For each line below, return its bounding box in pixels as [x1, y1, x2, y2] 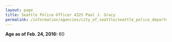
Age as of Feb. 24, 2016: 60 [5, 31, 65, 37]
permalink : [5, 17, 29, 22]
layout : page [5, 7, 33, 13]
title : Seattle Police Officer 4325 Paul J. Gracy [5, 12, 116, 17]
